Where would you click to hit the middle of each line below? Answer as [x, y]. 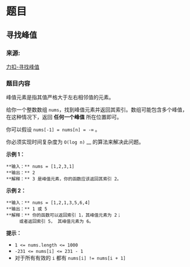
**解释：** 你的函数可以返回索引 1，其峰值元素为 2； [64, 215]
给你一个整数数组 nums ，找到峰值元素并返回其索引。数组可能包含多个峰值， [97, 110]
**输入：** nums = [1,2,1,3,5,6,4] [48, 203]
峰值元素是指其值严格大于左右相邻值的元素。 [60, 97]
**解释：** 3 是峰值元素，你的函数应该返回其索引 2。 [64, 179]
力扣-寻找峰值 [23, 67]
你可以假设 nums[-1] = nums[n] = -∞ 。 [53, 129]
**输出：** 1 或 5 [27, 209]
